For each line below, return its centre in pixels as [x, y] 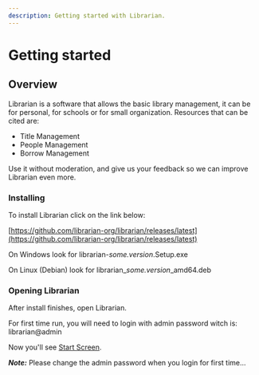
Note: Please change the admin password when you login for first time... [127, 363]
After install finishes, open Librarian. [68, 308]
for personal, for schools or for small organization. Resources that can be [128, 112]
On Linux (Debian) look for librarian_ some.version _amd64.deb [110, 270]
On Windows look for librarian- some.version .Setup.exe [98, 254]
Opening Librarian [44, 290]
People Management [54, 144]
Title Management [49, 136]
